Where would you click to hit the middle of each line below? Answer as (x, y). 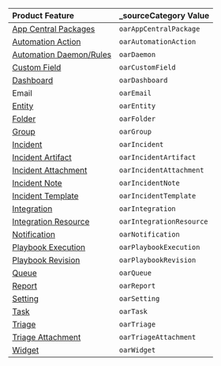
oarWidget (137, 350)
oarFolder (137, 119)
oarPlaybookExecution (159, 247)
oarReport (137, 286)
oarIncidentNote (149, 183)
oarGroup (135, 132)
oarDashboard (143, 80)
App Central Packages (54, 29)
